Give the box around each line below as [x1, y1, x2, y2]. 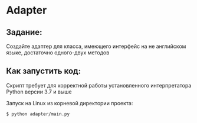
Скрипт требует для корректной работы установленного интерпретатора [6, 82, 192, 89]
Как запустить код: [6, 66, 81, 76]
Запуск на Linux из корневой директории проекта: [6, 99, 133, 106]
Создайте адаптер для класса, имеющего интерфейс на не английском [6, 43, 186, 50]
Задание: [6, 27, 42, 37]
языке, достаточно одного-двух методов [6, 49, 110, 56]
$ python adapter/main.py [6, 111, 70, 117]
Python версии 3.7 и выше [6, 88, 72, 95]
